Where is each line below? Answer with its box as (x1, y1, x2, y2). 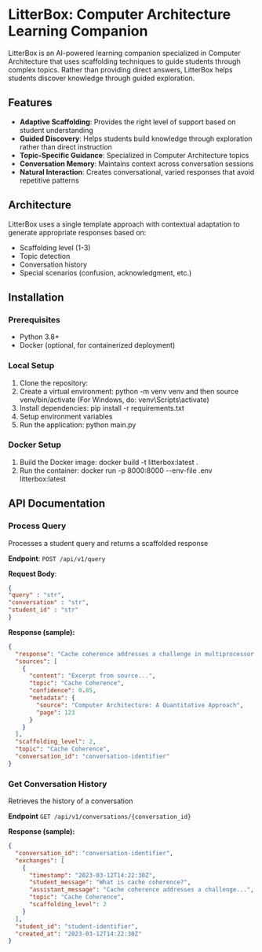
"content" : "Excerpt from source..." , (28, 672, 156, 680)
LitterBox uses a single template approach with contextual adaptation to (8, 219, 241, 229)
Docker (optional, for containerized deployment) (19, 341, 176, 350)
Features (8, 96, 53, 109)
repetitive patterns (19, 175, 80, 185)
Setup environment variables (19, 411, 113, 421)
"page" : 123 (36, 708, 76, 717)
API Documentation (8, 497, 106, 511)
